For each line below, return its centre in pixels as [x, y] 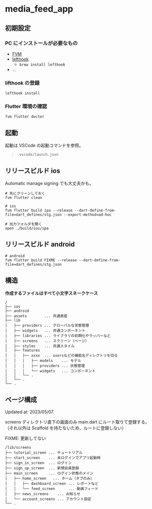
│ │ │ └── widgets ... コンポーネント [50, 371]
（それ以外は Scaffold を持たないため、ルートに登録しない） [66, 428]
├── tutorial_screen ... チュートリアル [44, 453]
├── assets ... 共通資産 [36, 316]
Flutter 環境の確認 [26, 106]
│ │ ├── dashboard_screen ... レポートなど [52, 484]
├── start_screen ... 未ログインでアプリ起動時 [53, 458]
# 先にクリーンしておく [25, 194]
